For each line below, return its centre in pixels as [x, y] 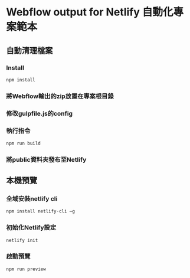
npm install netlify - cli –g [41, 211]
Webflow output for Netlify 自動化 [90, 12]
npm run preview [26, 269]
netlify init [22, 240]
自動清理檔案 [30, 50]
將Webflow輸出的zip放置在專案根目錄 [60, 96]
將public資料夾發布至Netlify [46, 159]
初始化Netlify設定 [31, 228]
